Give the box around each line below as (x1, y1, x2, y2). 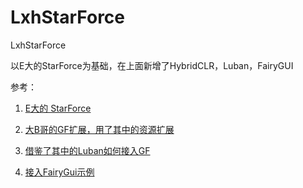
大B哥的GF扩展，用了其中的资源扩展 (24, 123, 175, 135)
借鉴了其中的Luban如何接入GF (24, 144, 151, 156)
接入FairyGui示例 (24, 166, 95, 178)
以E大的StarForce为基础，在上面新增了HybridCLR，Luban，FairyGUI (10, 59, 294, 71)
